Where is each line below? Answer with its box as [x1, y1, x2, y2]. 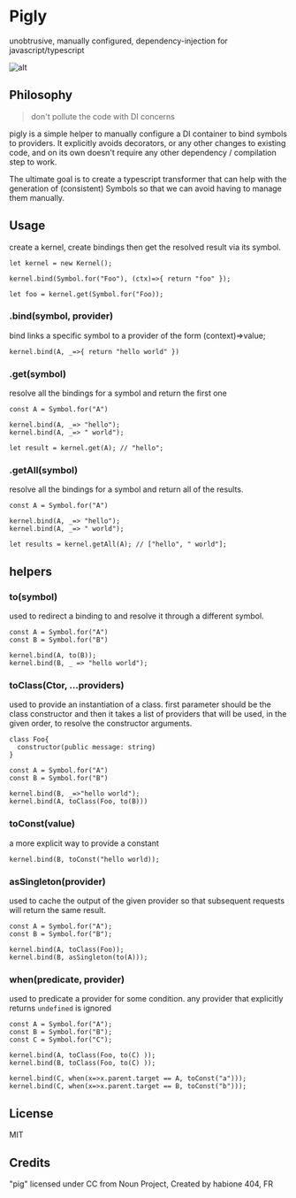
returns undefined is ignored [9, 1002, 112, 1014]
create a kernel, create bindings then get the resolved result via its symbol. [9, 242, 281, 252]
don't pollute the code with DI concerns [30, 111, 175, 121]
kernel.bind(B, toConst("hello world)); [9, 855, 161, 864]
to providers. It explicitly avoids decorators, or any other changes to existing [9, 137, 286, 148]
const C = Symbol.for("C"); [9, 1035, 113, 1045]
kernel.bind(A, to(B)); [9, 651, 97, 660]
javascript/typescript [9, 44, 85, 55]
